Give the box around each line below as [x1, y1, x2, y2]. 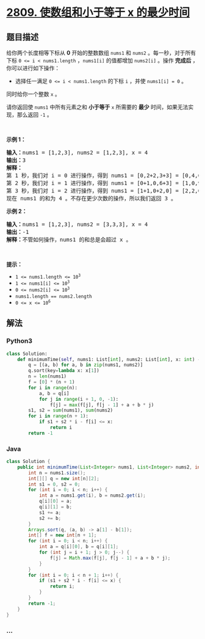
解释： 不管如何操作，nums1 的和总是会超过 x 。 [6, 236, 132, 243]
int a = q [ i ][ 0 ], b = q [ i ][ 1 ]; [38, 544, 119, 550]
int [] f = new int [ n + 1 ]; [28, 532, 97, 538]
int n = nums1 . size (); [28, 470, 86, 476]
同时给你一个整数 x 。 [6, 90, 61, 98]
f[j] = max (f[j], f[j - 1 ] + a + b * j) [49, 401, 154, 408]
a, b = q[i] [38, 390, 70, 396]
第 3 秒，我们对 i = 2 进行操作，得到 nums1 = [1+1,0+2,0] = [6, 188, 179, 194]
